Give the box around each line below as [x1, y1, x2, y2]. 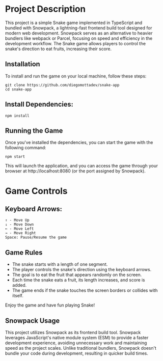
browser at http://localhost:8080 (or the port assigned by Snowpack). [5, 168, 146, 174]
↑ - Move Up [5, 218, 29, 223]
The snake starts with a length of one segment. [12, 261, 108, 267]
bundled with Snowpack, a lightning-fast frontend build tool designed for [5, 25, 152, 30]
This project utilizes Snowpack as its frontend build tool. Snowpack [5, 330, 141, 335]
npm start [5, 154, 26, 159]
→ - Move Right [5, 231, 36, 236]
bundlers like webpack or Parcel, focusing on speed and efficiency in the [5, 35, 153, 41]
